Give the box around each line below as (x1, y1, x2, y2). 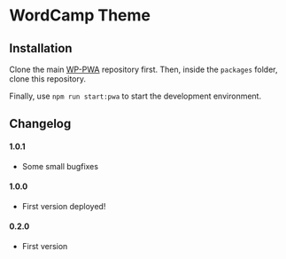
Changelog (9, 116, 72, 131)
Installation (9, 41, 73, 56)
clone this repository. (9, 74, 87, 84)
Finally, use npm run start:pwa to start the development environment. (9, 90, 262, 101)
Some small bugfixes (21, 161, 99, 171)
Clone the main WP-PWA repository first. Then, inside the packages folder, (9, 64, 278, 75)
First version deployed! (21, 200, 106, 211)
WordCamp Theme (9, 5, 151, 26)
